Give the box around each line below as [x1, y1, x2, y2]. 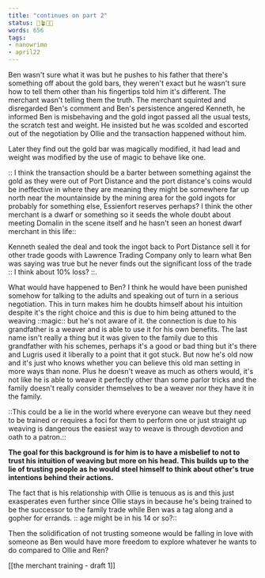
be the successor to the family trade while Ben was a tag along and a [8, 505, 233, 514]
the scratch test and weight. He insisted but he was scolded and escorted [8, 120, 248, 130]
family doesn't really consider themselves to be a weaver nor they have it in [8, 383, 255, 392]
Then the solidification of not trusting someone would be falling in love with [8, 529, 254, 538]
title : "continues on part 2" [8, 11, 108, 20]
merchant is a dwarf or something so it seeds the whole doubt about [8, 210, 232, 219]
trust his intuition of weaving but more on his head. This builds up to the [8, 456, 249, 465]
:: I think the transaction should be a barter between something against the [8, 168, 252, 177]
